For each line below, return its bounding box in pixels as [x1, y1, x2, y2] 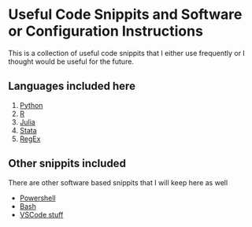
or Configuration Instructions [8, 22, 203, 40]
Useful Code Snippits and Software [8, 6, 243, 24]
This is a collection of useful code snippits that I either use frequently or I [8, 48, 246, 58]
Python [19, 100, 43, 110]
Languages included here [8, 80, 136, 93]
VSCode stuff [19, 210, 64, 219]
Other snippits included [8, 157, 126, 170]
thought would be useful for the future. [8, 57, 134, 66]
